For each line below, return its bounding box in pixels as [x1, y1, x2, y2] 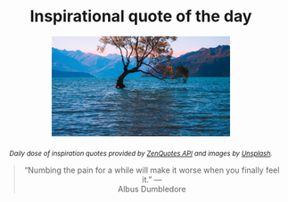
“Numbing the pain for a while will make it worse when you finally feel [24, 165, 280, 175]
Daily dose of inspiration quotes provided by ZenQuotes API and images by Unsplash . [9, 149, 273, 158]
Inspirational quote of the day [29, 6, 252, 27]
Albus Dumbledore [117, 183, 186, 194]
